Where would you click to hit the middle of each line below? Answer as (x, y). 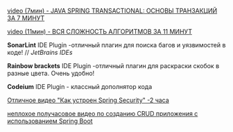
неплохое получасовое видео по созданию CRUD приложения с (103, 114)
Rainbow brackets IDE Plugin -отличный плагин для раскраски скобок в (113, 66)
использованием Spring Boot (50, 121)
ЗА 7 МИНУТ (26, 18)
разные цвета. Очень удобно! (51, 73)
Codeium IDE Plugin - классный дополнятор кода (80, 86)
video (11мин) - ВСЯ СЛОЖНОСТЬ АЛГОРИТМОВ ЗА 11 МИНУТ (100, 32)
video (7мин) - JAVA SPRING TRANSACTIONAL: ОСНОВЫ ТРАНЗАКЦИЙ (112, 11)
